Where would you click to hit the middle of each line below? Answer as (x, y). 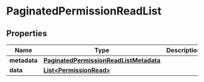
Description (184, 50)
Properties (27, 33)
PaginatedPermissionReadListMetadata (102, 60)
